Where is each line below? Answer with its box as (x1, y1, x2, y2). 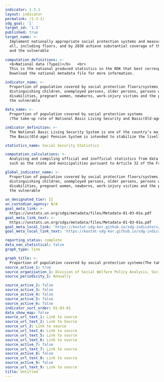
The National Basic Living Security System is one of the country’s (9, 129, 152, 135)
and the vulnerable (9, 48, 49, 53)
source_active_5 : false (5, 296, 54, 301)
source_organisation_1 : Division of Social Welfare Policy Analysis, (5, 269, 150, 274)
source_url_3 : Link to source (5, 324, 67, 329)
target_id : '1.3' (5, 25, 41, 30)
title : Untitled (5, 369, 38, 374)
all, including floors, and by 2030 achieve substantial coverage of (9, 44, 154, 48)
